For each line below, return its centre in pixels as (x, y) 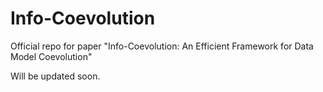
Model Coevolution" (51, 56)
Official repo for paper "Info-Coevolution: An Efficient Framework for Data (162, 46)
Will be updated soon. (55, 76)
